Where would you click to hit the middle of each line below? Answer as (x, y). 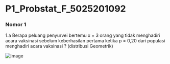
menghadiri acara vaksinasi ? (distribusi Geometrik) (59, 46)
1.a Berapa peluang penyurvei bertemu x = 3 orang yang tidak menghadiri (83, 35)
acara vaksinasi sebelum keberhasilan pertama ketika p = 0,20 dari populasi (85, 41)
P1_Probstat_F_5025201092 (66, 9)
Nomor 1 (16, 25)
